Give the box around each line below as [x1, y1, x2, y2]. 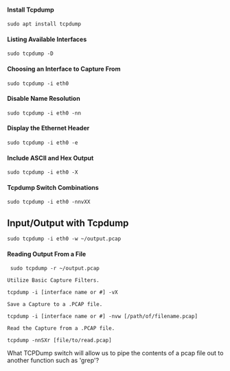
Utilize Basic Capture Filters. [7, 277, 100, 284]
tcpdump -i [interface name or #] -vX [7, 289, 118, 296]
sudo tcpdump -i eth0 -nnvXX [7, 199, 91, 206]
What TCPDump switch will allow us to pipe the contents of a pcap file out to [7, 349, 224, 357]
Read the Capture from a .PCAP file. [7, 325, 115, 332]
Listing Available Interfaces [7, 35, 87, 43]
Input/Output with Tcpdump [7, 217, 129, 229]
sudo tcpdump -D [7, 50, 54, 58]
